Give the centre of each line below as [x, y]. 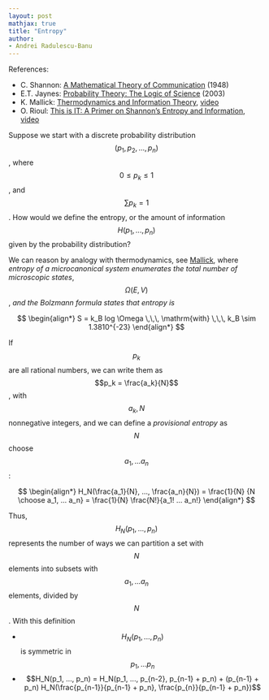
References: [28, 69]
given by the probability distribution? [70, 244]
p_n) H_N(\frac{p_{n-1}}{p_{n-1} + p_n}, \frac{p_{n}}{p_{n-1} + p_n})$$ [143, 687]
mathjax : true [33, 24]
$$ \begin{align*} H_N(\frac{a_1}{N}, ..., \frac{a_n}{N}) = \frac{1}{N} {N [137, 491]
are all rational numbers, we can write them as [86, 370]
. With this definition [42, 621]
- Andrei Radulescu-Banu [50, 46]
